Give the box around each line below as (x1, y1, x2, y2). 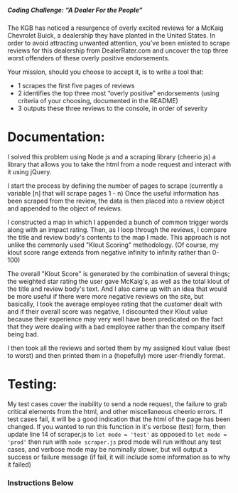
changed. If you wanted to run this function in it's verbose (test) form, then (7, 422, 226, 430)
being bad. (7, 329, 39, 338)
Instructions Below (7, 477, 74, 487)
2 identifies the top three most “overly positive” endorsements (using (17, 89, 220, 97)
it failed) (7, 460, 32, 469)
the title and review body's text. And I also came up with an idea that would (7, 285, 227, 293)
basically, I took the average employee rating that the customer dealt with (7, 299, 222, 308)
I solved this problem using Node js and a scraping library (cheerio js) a (7, 152, 217, 161)
